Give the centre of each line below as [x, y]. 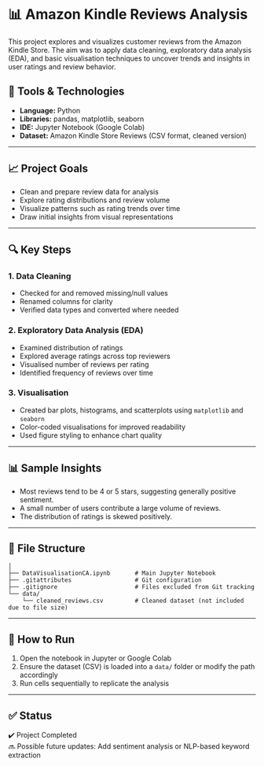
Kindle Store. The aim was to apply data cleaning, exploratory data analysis [130, 50]
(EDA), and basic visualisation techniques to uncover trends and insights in [129, 58]
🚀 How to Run [42, 639]
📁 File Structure [47, 548]
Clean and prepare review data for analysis [89, 191]
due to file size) [38, 608]
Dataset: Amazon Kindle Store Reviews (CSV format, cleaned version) [133, 135]
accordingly [39, 675]
